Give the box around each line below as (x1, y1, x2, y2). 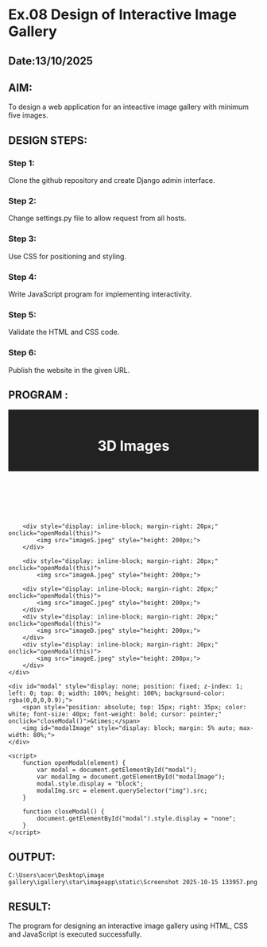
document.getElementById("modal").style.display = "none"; (37, 815, 237, 823)
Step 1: (8, 157, 35, 169)
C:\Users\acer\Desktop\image (8, 871, 105, 879)
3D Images (97, 437, 170, 455)
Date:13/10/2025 (8, 54, 94, 68)
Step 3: (8, 233, 37, 244)
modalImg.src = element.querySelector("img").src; (37, 787, 208, 795)
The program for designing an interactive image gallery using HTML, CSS (8, 921, 249, 930)
